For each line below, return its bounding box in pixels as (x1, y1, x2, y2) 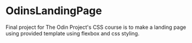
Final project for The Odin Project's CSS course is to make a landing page (5, 24, 186, 31)
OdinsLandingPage (5, 4, 103, 18)
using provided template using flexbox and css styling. (5, 29, 140, 37)
